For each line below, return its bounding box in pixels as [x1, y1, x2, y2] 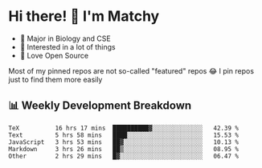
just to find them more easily [8, 74, 103, 84]
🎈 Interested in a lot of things [19, 42, 116, 51]
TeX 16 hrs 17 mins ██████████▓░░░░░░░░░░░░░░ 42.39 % [8, 124, 239, 132]
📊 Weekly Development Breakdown [8, 99, 192, 113]
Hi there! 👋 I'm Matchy [8, 7, 160, 26]
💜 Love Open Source [19, 50, 89, 60]
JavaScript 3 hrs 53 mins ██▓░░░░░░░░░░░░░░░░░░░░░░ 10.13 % [8, 138, 239, 146]
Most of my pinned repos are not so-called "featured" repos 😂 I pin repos [8, 66, 255, 75]
